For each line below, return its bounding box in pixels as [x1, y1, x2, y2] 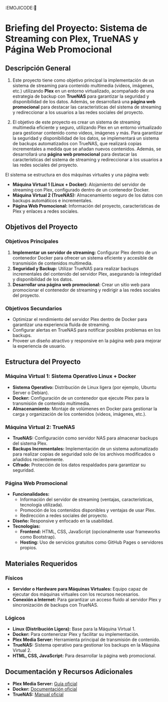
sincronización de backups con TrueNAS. [12, 602, 99, 608]
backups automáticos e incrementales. [12, 198, 93, 204]
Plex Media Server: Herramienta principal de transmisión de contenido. [12, 636, 160, 643]
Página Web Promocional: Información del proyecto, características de [12, 203, 160, 209]
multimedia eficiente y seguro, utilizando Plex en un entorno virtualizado [12, 124, 162, 131]
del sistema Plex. [12, 440, 48, 446]
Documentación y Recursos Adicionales [5, 667, 133, 676]
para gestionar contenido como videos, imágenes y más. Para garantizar [12, 130, 163, 136]
